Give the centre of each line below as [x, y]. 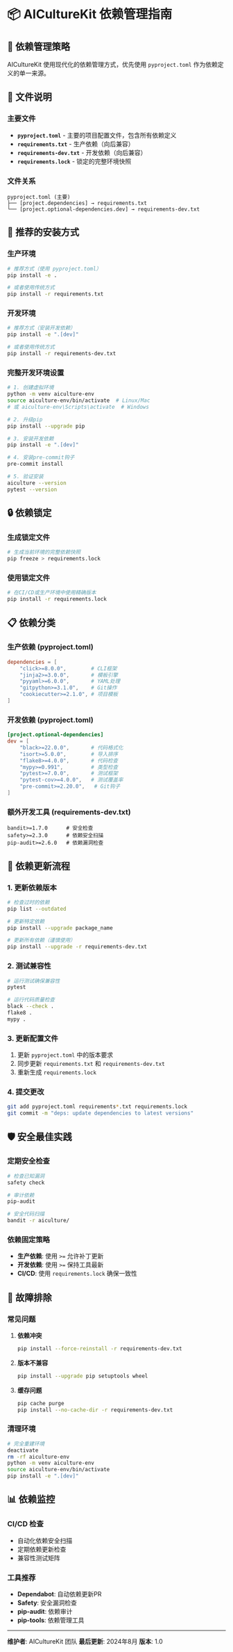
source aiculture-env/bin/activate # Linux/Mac [79, 400]
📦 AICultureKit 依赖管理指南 [90, 14]
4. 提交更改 [26, 1092]
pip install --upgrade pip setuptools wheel [83, 1376]
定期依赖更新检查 [42, 1549]
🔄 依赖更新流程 [39, 866]
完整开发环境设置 [36, 373]
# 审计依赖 [21, 1195]
